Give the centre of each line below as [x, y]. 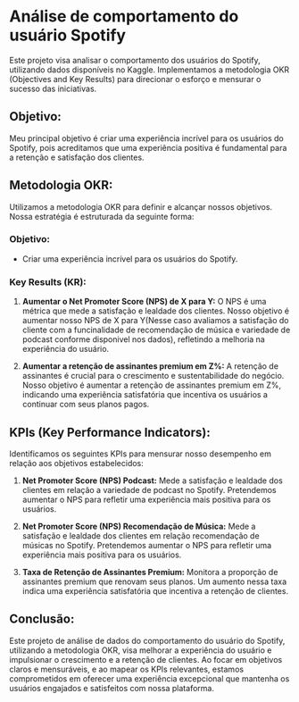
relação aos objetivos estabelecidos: [77, 463]
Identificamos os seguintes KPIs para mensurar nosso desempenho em [141, 454]
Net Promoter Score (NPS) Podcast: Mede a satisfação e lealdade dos [152, 481]
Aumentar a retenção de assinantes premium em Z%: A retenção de [150, 366]
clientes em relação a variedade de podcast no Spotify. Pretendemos [149, 489]
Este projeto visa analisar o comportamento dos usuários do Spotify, [135, 60]
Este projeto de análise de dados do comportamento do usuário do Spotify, [147, 640]
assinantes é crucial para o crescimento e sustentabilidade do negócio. [153, 376]
